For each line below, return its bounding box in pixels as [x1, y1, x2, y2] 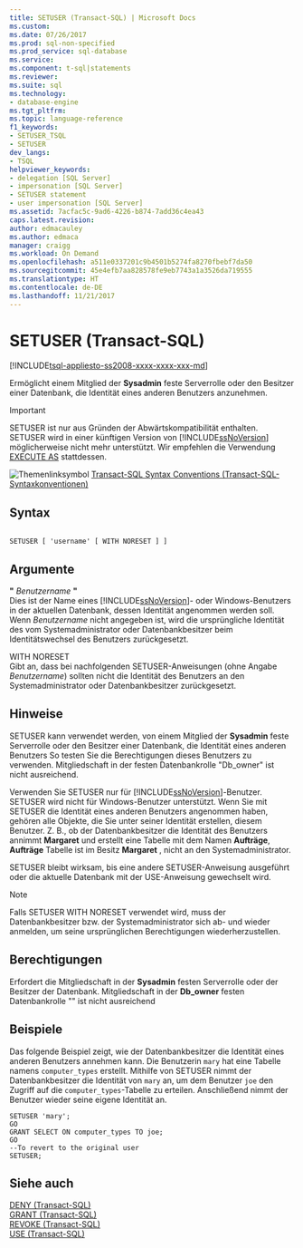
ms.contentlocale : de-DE [9, 283, 103, 292]
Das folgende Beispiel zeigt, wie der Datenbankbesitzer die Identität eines [9, 1046, 285, 1057]
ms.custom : [9, 22, 51, 31]
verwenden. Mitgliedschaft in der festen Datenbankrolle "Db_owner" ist [9, 759, 275, 770]
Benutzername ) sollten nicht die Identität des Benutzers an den [9, 671, 245, 682]
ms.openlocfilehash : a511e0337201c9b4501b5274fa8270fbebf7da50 [9, 257, 253, 267]
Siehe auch [9, 1175, 74, 1191]
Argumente [9, 561, 75, 576]
